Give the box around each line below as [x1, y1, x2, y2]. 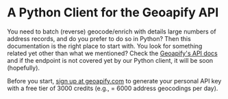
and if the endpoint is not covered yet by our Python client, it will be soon [7, 56, 214, 64]
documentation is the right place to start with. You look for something [7, 42, 203, 50]
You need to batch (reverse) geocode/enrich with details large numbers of [7, 27, 217, 36]
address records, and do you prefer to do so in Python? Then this [7, 34, 192, 42]
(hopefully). [7, 63, 40, 72]
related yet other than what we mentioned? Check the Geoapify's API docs [7, 49, 218, 57]
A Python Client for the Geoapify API [7, 5, 219, 20]
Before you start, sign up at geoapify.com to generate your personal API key [7, 76, 222, 85]
